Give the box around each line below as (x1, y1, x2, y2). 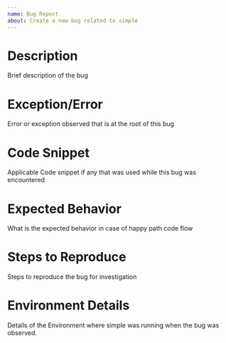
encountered (7, 176, 45, 184)
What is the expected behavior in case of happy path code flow (7, 224, 193, 233)
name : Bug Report (7, 10, 59, 18)
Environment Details (7, 297, 130, 314)
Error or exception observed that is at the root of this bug (7, 120, 175, 128)
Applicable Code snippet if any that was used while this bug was (7, 168, 197, 176)
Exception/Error (7, 96, 103, 112)
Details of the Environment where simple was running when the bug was (7, 321, 220, 329)
